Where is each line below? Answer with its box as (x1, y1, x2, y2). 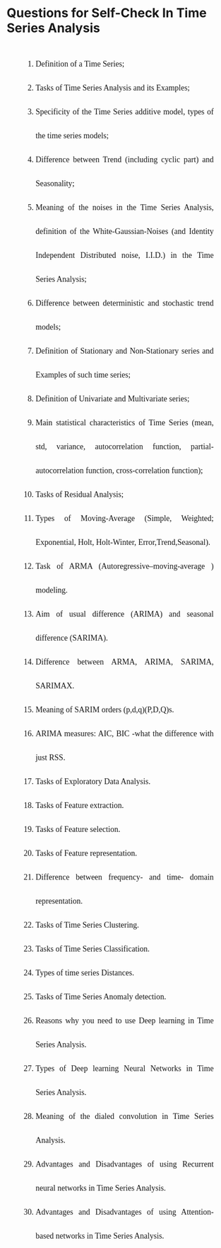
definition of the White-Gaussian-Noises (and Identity (35, 226, 214, 236)
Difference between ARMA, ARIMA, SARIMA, (35, 657, 214, 667)
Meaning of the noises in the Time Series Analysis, (35, 202, 214, 212)
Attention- (180, 1207, 214, 1217)
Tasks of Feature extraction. (35, 800, 124, 810)
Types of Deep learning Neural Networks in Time (35, 1063, 214, 1073)
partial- (191, 442, 214, 451)
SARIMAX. (35, 680, 75, 690)
